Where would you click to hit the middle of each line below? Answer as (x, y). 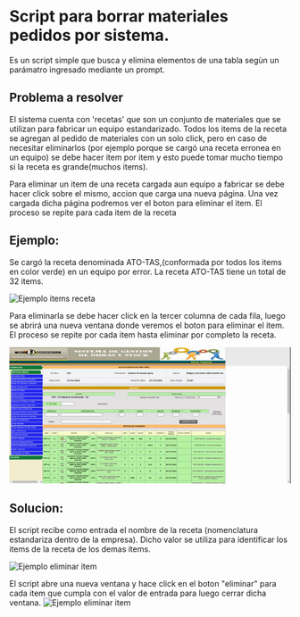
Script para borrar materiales (119, 17)
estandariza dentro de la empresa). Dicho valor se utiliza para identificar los (149, 539)
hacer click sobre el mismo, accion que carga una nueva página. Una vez (144, 193)
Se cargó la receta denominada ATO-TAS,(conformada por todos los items (146, 262)
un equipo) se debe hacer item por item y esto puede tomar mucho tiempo (146, 157)
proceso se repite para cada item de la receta (93, 213)
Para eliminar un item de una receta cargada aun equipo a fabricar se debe (147, 184)
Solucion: (37, 509)
